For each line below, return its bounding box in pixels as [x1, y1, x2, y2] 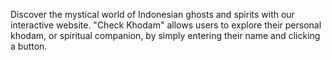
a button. [10, 40, 48, 52]
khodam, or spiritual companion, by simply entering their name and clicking [10, 30, 321, 41]
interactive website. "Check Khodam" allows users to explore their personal [10, 19, 322, 31]
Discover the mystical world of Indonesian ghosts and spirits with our [10, 9, 295, 20]
